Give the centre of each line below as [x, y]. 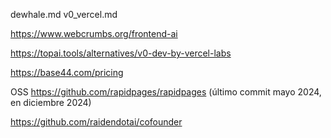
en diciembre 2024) [51, 102]
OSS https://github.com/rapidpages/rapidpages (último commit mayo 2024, [166, 92]
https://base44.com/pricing [67, 72]
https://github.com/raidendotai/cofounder [96, 122]
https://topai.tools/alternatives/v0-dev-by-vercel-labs [121, 53]
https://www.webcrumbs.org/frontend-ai [94, 33]
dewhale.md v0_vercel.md [64, 14]
